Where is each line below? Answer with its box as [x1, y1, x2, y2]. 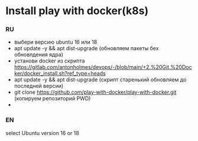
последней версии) [14, 83, 64, 90]
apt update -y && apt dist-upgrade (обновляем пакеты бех [14, 45, 159, 52]
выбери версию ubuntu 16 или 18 [14, 38, 98, 45]
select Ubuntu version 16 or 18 [5, 129, 79, 136]
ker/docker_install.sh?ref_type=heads [14, 70, 106, 77]
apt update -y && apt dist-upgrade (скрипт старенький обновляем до [14, 76, 187, 83]
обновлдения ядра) [14, 51, 63, 58]
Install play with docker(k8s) [5, 4, 149, 18]
